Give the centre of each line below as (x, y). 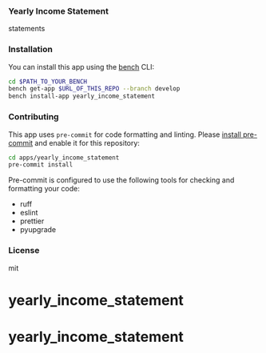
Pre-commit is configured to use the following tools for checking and (121, 180)
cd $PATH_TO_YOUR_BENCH (48, 82)
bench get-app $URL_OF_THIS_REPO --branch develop (94, 89)
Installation (31, 50)
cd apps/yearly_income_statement (64, 158)
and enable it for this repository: (87, 142)
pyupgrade (38, 230)
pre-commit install (41, 165)
